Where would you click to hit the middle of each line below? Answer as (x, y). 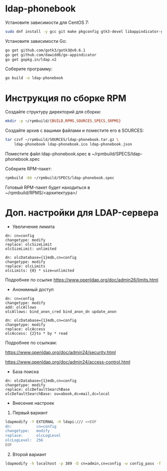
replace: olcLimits (25, 266)
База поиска (25, 371)
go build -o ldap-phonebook (34, 78)
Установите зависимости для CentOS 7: (47, 22)
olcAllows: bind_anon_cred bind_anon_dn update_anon (61, 312)
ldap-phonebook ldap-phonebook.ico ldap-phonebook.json (73, 144)
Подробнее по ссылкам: (31, 343)
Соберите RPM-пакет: (29, 169)
